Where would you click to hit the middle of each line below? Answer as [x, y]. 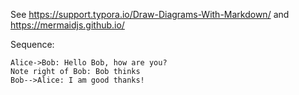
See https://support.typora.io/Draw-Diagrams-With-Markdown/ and [150, 14]
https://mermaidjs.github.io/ [67, 25]
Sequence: [32, 44]
